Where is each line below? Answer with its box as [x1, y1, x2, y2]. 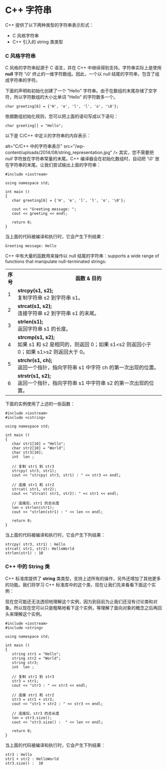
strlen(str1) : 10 [5, 551, 43, 556]
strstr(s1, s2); [17, 372, 51, 379]
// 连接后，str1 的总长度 [11, 501, 60, 506]
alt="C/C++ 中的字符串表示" [5, 143, 63, 150]
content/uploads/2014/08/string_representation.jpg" [5, 150, 113, 155]
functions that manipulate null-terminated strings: [5, 259, 107, 265]
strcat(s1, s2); [17, 303, 52, 309]
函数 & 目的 [75, 275, 102, 282]
